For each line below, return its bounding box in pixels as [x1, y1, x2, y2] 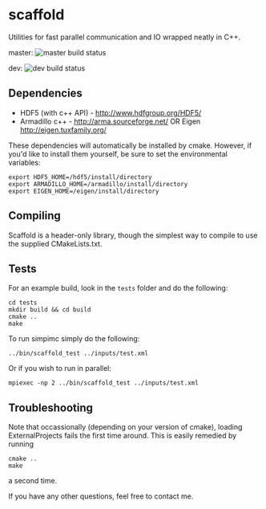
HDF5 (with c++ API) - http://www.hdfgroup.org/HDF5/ [19, 108, 202, 117]
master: [8, 47, 34, 57]
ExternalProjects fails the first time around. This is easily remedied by [8, 431, 237, 441]
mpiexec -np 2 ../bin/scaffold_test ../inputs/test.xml [8, 379, 199, 387]
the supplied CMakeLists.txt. [8, 238, 103, 248]
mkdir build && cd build [8, 306, 91, 314]
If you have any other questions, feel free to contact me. [8, 491, 194, 501]
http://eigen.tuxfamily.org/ [19, 124, 107, 134]
